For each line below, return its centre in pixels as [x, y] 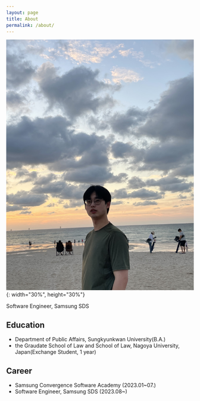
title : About [22, 19]
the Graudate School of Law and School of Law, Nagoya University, [97, 346]
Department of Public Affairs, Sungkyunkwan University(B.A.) [90, 340]
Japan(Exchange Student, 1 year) [55, 352]
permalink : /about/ [30, 25]
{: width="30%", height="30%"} [46, 295]
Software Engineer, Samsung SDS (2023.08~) [71, 391]
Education [26, 325]
